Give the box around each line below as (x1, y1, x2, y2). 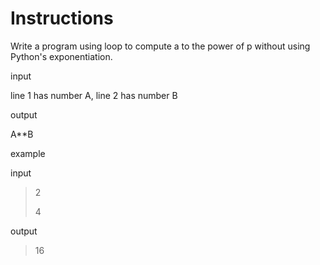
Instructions (10, 7, 114, 30)
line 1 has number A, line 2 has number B (10, 89, 178, 101)
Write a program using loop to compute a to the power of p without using (10, 40, 311, 52)
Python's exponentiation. (10, 50, 113, 62)
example (10, 147, 46, 159)
